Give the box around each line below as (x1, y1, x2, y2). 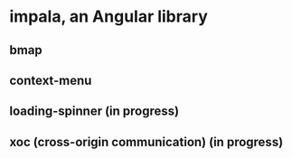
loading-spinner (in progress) (9, 104, 179, 119)
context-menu (9, 72, 92, 88)
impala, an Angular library (9, 6, 208, 27)
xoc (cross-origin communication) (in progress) (9, 134, 284, 150)
